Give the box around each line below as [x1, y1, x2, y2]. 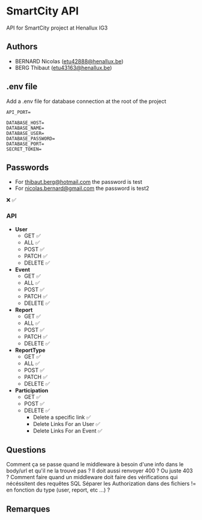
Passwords [6, 162, 49, 172]
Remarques [6, 504, 51, 514]
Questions [6, 445, 46, 456]
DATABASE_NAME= [6, 125, 45, 131]
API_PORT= [6, 109, 31, 115]
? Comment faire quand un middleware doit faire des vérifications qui [6, 474, 178, 481]
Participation [14, 387, 49, 394]
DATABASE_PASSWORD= [6, 136, 55, 142]
